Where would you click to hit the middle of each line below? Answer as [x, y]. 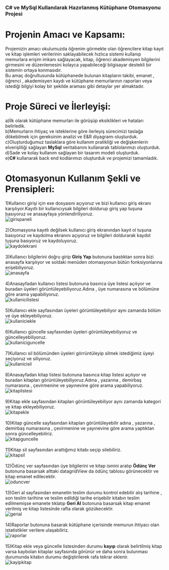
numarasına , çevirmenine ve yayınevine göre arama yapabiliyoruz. [74, 385]
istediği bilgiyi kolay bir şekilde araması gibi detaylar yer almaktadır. [75, 86]
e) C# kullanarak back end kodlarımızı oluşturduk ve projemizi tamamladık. [82, 158]
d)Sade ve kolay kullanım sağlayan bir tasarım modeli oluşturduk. [72, 152]
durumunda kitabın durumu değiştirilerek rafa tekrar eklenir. [67, 557]
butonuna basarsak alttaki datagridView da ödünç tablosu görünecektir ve [82, 471]
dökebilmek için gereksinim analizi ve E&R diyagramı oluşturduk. [72, 136]
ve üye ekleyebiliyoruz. [29, 316]
